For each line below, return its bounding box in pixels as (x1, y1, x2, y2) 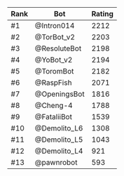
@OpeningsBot (34, 89, 85, 99)
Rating (91, 9, 114, 18)
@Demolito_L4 (34, 147, 83, 156)
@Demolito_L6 (34, 123, 83, 133)
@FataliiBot (34, 112, 72, 121)
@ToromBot (34, 67, 74, 76)
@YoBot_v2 (34, 55, 73, 65)
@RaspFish (34, 78, 72, 87)
